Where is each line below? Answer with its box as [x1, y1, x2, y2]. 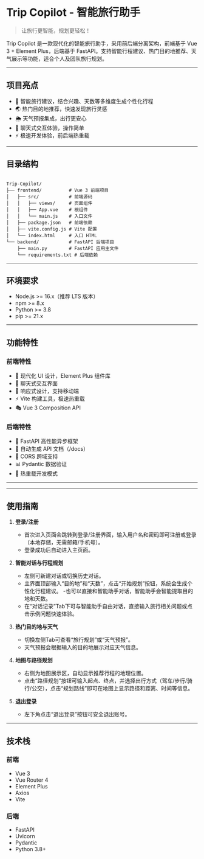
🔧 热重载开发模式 [15, 470, 58, 478]
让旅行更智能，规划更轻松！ [21, 27, 91, 34]
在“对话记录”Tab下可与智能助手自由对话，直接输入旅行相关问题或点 [24, 603, 193, 610]
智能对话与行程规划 [15, 559, 64, 566]
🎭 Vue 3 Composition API [15, 404, 81, 411]
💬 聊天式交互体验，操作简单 [15, 124, 84, 131]
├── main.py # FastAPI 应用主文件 [17, 245, 119, 251]
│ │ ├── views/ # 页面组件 [6, 200, 93, 206]
